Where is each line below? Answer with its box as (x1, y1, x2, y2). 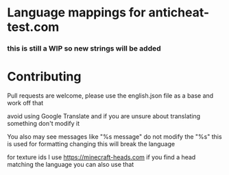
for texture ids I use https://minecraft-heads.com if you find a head (7, 153, 196, 161)
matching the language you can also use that (7, 161, 134, 169)
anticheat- (148, 5, 210, 21)
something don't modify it (7, 120, 80, 128)
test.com (7, 19, 60, 35)
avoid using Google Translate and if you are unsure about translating (7, 112, 201, 120)
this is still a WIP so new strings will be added (7, 44, 161, 53)
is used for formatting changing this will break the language (7, 140, 176, 148)
